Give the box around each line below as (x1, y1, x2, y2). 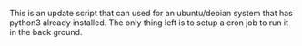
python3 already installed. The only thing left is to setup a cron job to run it (9, 17, 289, 28)
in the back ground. (9, 27, 83, 37)
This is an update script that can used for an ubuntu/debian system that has (9, 8, 293, 18)
